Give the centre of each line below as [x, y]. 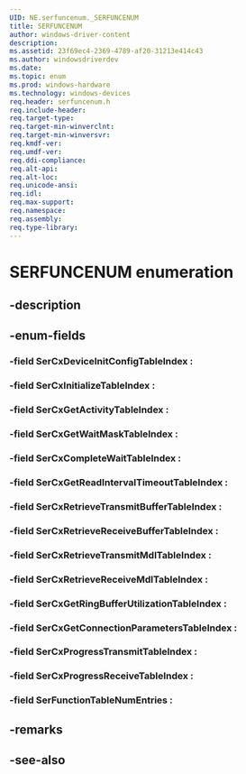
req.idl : [26, 194]
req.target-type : [42, 118]
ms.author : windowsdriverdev [64, 60]
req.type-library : [44, 227]
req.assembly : [36, 219]
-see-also [37, 760]
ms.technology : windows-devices [70, 93]
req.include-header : [48, 110]
